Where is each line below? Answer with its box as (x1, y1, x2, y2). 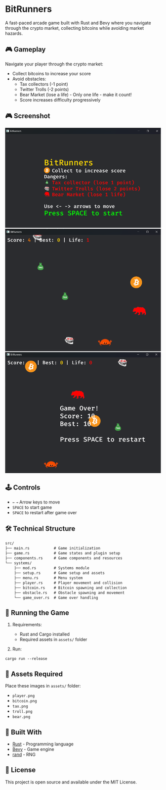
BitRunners (5, 3, 52, 15)
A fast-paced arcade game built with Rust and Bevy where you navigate (5, 20, 152, 26)
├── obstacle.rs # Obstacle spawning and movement (14, 590, 125, 595)
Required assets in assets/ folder (19, 637, 87, 642)
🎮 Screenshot (5, 112, 50, 120)
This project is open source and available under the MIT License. (5, 779, 137, 785)
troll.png (12, 709, 33, 714)
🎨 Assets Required (5, 670, 63, 678)
